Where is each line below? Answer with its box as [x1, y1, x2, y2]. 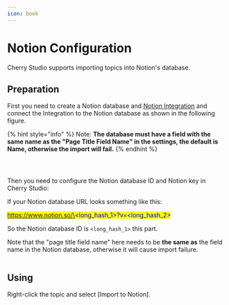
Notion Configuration [7, 40, 132, 56]
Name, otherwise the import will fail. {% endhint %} [7, 145, 158, 153]
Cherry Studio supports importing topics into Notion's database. [7, 63, 191, 72]
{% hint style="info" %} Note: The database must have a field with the [7, 130, 211, 139]
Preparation [7, 83, 60, 95]
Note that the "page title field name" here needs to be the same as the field [7, 238, 223, 247]
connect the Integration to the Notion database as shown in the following [7, 109, 215, 118]
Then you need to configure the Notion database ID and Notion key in [7, 177, 206, 185]
